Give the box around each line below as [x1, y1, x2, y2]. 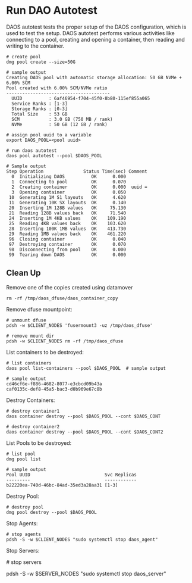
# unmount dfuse [6, 317, 46, 323]
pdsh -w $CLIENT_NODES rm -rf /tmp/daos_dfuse [6, 338, 124, 344]
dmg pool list [6, 456, 42, 462]
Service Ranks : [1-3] [11, 101, 68, 107]
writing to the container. [6, 42, 65, 49]
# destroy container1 [6, 408, 60, 414]
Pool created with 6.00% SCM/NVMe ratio [6, 85, 108, 91]
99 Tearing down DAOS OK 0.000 [8, 251, 127, 258]
